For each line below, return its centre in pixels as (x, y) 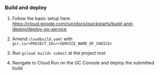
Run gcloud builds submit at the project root (59, 53)
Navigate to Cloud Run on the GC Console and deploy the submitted (83, 63)
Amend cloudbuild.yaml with (42, 39)
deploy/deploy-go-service (39, 29)
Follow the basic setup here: (42, 19)
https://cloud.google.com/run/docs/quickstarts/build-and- (73, 24)
